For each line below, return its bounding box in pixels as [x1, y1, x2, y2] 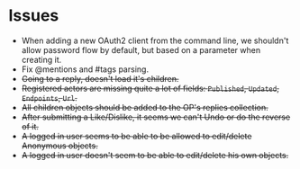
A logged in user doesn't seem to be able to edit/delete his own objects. [21, 149, 289, 160]
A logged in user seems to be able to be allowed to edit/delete [21, 130, 252, 141]
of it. [21, 120, 40, 131]
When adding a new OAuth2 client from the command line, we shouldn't [21, 35, 289, 46]
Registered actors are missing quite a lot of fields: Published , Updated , [21, 83, 280, 93]
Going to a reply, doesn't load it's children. [21, 73, 179, 84]
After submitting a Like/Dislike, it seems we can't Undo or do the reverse [21, 111, 291, 122]
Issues [8, 5, 59, 26]
